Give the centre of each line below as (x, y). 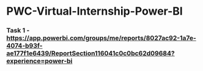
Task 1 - (18, 31)
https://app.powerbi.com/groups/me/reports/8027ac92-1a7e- (102, 38)
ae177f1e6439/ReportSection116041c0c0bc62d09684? (91, 53)
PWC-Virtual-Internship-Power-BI (95, 11)
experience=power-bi (39, 61)
